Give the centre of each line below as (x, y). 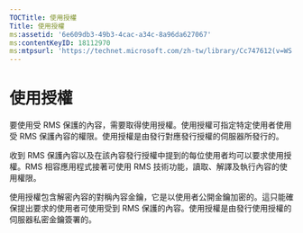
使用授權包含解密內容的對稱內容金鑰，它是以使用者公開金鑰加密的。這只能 (147, 197)
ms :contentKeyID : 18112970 (60, 43)
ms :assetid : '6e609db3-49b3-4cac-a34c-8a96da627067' (110, 34)
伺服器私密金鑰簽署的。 (53, 220)
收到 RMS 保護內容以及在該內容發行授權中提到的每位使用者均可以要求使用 (147, 156)
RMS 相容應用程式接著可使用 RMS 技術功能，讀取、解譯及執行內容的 (152, 166)
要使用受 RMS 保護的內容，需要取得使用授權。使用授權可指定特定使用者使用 (151, 125)
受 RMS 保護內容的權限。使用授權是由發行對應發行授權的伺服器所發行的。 (147, 137)
